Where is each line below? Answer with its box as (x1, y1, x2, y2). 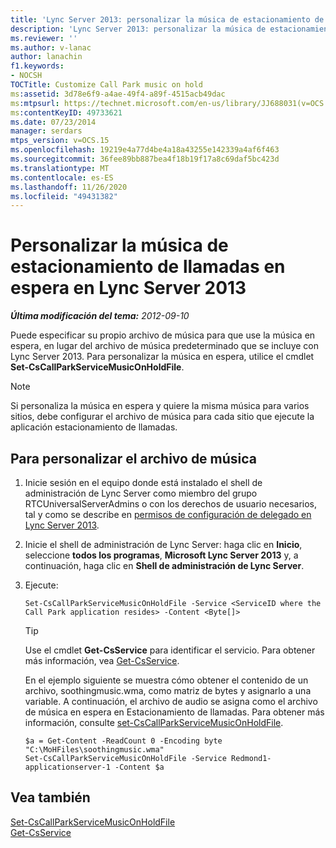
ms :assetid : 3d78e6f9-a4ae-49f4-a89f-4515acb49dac (10, 89, 226, 99)
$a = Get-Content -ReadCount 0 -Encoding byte (24, 736, 223, 746)
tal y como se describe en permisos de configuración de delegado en (24, 509, 312, 520)
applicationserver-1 (24, 762, 111, 772)
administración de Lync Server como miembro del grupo (24, 487, 258, 499)
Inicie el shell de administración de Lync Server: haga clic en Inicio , (24, 539, 303, 550)
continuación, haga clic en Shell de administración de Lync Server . (24, 560, 305, 571)
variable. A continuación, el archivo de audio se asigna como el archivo (24, 696, 318, 707)
